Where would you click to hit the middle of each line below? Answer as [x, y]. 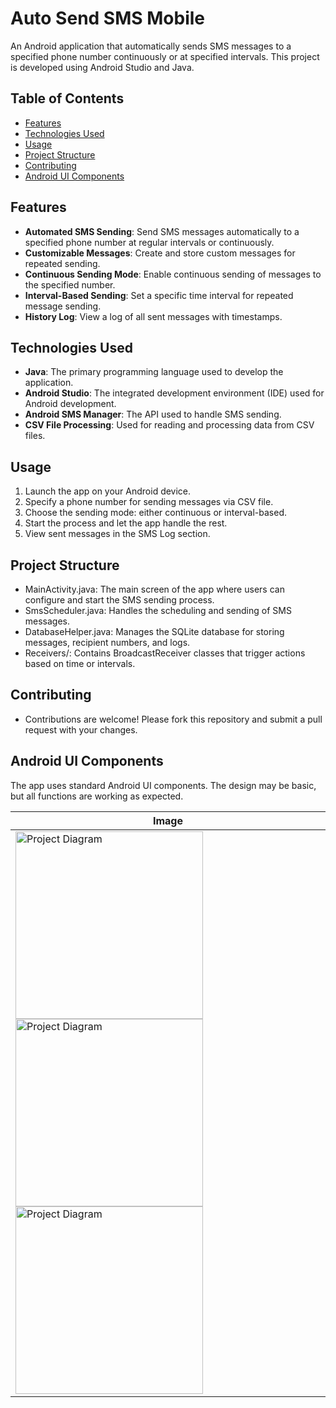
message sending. [63, 306]
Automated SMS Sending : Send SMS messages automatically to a [162, 231]
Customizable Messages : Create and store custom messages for [160, 253]
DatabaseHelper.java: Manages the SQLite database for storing [154, 631]
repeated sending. [62, 263]
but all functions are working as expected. [97, 796]
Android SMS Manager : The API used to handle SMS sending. [153, 414]
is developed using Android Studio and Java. [102, 67]
